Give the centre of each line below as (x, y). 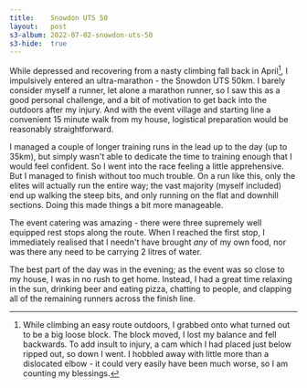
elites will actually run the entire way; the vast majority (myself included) (145, 185)
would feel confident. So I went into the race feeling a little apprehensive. (147, 166)
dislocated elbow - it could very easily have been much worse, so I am (155, 363)
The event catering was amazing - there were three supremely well (136, 222)
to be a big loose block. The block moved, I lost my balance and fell (149, 334)
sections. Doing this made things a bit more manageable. (116, 204)
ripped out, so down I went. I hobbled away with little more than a (146, 353)
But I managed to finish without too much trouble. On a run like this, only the (153, 175)
